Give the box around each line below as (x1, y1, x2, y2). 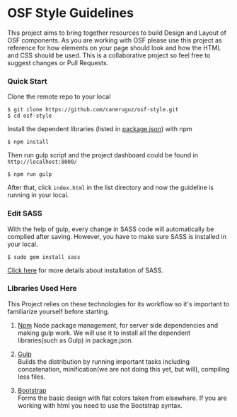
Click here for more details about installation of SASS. (7, 266, 164, 274)
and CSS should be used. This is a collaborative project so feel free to (7, 51, 211, 60)
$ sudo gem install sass (7, 253, 81, 260)
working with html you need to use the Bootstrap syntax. (17, 401, 183, 409)
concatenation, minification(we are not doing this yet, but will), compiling (17, 365, 230, 373)
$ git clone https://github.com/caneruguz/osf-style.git (7, 106, 179, 113)
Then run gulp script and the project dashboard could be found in (7, 151, 198, 160)
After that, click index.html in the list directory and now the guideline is (7, 183, 214, 192)
